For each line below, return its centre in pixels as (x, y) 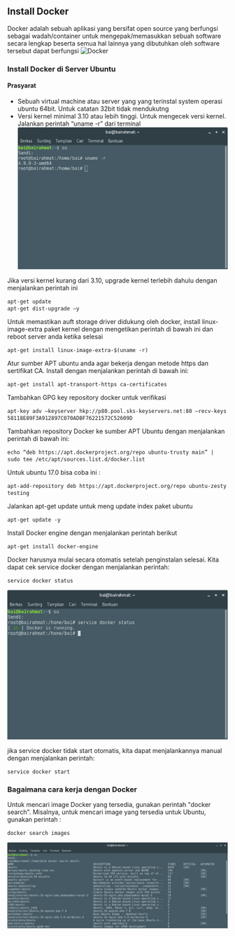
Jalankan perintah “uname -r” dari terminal (79, 123)
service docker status (40, 581)
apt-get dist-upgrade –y (43, 309)
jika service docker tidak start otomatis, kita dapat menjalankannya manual (115, 750)
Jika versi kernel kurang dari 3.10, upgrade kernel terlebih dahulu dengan (112, 280)
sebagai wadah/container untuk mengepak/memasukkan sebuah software (114, 36)
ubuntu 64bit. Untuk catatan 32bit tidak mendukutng (93, 109)
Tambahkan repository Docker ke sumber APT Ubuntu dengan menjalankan (116, 431)
